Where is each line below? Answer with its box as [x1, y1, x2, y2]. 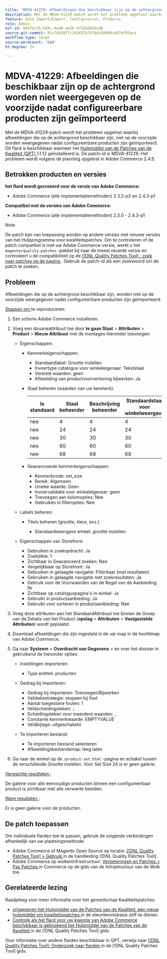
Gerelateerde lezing [5, 884, 68, 892]
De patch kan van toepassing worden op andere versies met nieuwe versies [5, 232, 161, 238]
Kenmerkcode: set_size [34, 473, 83, 479]
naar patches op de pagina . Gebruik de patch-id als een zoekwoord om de [5, 258, 159, 264]
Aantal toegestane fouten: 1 [27, 701, 83, 707]
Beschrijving [89, 400, 120, 407]
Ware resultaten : [5, 795, 40, 801]
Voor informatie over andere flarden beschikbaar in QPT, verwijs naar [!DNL [5, 937, 160, 943]
